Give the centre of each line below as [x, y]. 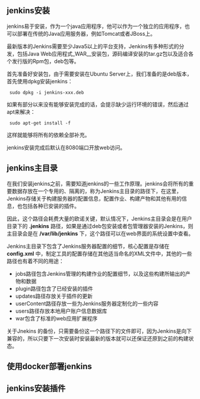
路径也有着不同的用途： [35, 261]
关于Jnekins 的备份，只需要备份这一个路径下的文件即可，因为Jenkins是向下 [99, 331]
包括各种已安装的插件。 [51, 206]
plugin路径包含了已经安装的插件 [54, 288]
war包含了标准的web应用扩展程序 [56, 318]
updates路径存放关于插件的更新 [54, 296]
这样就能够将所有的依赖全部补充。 [48, 135]
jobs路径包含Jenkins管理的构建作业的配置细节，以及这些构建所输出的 [100, 273]
